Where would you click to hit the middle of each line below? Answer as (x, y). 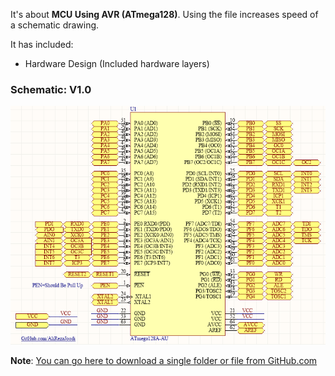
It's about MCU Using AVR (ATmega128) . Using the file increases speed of (164, 14)
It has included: (42, 44)
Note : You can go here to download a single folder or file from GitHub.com (164, 361)
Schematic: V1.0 (51, 89)
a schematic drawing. (55, 25)
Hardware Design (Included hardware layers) (117, 63)
